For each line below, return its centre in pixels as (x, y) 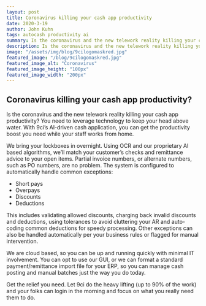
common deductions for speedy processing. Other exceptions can (109, 228)
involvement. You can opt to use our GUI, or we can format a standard (95, 260)
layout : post (23, 12)
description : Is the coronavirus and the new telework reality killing (100, 47)
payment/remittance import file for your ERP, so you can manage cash (95, 266)
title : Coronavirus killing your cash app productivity (79, 18)
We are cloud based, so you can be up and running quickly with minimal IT (101, 253)
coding (15, 228)
